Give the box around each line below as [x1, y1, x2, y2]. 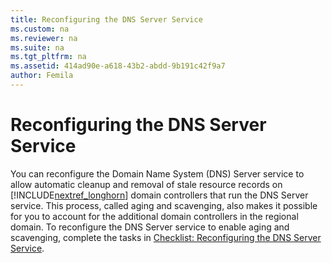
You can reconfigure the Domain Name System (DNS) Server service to [10, 167, 305, 180]
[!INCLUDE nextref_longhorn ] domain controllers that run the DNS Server [10, 189, 309, 201]
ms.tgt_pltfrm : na [10, 52, 87, 62]
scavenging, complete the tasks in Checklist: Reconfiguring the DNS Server [10, 231, 322, 243]
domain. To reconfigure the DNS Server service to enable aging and [10, 221, 290, 233]
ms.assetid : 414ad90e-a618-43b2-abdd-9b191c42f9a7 [10, 61, 226, 71]
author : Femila [10, 71, 74, 81]
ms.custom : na [10, 24, 70, 34]
